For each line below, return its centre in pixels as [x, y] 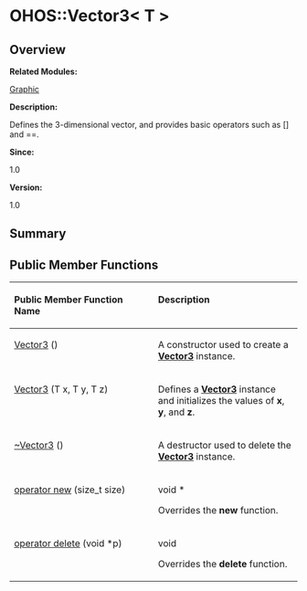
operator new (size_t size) [70, 490]
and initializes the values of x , [222, 401]
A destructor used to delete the [225, 446]
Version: [26, 187]
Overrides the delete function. [223, 565]
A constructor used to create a [224, 345]
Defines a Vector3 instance [217, 389]
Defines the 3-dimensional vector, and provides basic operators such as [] [149, 125]
